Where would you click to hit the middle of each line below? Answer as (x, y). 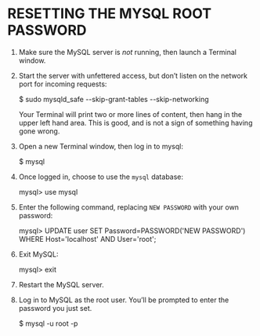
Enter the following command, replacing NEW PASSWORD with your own (129, 207)
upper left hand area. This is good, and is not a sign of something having (135, 122)
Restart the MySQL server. (61, 284)
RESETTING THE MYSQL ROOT (110, 14)
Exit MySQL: (38, 254)
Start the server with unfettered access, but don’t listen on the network (133, 75)
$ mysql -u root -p (48, 323)
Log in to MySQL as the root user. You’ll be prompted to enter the (124, 300)
